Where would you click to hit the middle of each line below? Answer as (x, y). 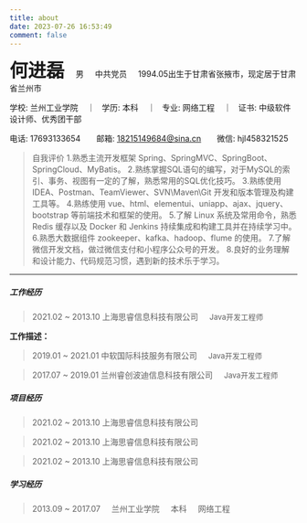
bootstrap (50, 215)
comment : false (38, 35)
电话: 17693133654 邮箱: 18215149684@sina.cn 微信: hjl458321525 (149, 139)
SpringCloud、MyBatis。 (79, 169)
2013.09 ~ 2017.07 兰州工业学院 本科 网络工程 (131, 509)
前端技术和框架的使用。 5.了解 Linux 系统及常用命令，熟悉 (188, 215)
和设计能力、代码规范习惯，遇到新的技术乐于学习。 (128, 261)
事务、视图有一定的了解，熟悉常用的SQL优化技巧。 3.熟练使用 (164, 181)
